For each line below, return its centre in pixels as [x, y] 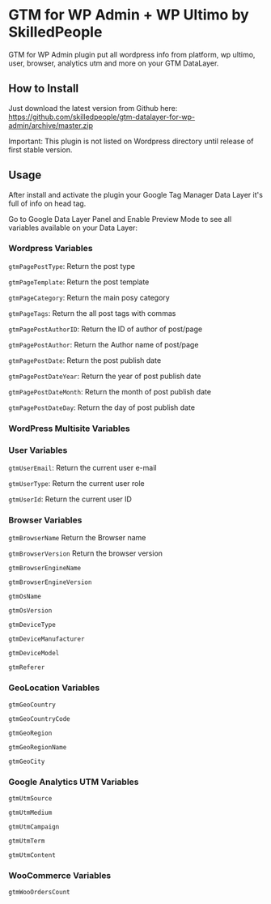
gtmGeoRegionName [38, 747]
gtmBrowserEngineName [45, 569]
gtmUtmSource [30, 798]
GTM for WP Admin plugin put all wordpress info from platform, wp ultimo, [132, 54]
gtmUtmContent [32, 855]
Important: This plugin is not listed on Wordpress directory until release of [131, 141]
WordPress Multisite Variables [70, 429]
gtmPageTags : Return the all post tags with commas [92, 313]
